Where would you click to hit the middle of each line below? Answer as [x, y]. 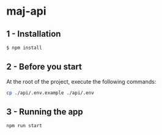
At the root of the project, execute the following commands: [81, 81]
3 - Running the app [45, 111]
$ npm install [24, 48]
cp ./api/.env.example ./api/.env [50, 93]
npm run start [24, 126]
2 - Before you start [44, 67]
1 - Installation [34, 34]
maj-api [26, 11]
